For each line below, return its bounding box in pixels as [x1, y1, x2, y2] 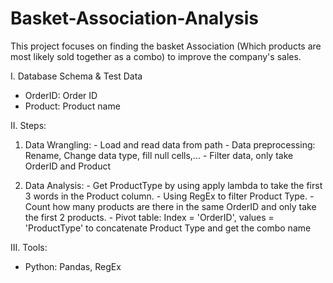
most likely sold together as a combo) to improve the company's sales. [10, 50, 302, 62]
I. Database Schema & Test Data [10, 70, 143, 82]
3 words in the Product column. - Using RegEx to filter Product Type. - [24, 190, 315, 202]
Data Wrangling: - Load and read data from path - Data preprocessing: [24, 138, 316, 151]
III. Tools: [10, 241, 48, 253]
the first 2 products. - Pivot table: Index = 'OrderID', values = [24, 211, 275, 223]
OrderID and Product [24, 160, 112, 172]
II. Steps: [10, 119, 47, 131]
